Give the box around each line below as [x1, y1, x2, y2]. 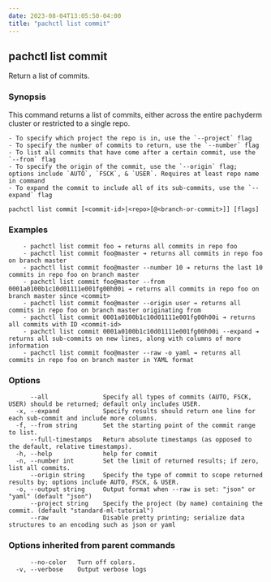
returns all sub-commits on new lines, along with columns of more [8, 334, 242, 343]
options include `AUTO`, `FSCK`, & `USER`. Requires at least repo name [8, 170, 260, 178]
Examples [8, 224, 49, 235]
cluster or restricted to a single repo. [8, 119, 131, 128]
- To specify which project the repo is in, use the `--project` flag [8, 134, 252, 142]
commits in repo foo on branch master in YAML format [8, 356, 195, 364]
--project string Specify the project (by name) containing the [29, 500, 264, 508]
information [8, 342, 49, 350]
